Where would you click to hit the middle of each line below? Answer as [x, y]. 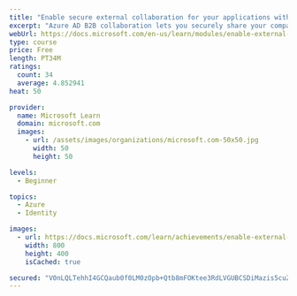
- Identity [37, 213]
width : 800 [45, 245]
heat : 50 [25, 91]
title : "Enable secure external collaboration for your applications [140, 17]
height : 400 [47, 254]
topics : [23, 197]
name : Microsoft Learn [59, 116]
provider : [27, 107]
